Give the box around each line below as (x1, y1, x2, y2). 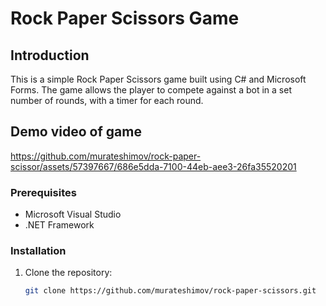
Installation (10, 244, 67, 258)
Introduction (10, 47, 90, 64)
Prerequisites (10, 185, 77, 199)
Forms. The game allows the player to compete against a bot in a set (10, 84, 292, 96)
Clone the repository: (24, 267, 113, 279)
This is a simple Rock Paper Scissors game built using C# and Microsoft (10, 73, 307, 85)
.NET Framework (24, 219, 95, 231)
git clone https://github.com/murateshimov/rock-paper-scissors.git (24, 286, 317, 296)
